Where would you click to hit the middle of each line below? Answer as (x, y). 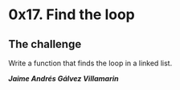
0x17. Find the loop (72, 15)
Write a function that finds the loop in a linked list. (90, 63)
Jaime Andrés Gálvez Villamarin (63, 78)
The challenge (45, 44)
